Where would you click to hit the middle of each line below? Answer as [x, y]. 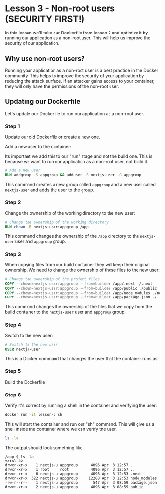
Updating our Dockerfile [43, 102]
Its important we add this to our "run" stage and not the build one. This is [79, 156]
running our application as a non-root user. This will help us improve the [78, 38]
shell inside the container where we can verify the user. [61, 429]
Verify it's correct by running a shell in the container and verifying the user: [81, 405]
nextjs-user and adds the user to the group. [50, 190]
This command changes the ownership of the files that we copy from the [79, 307]
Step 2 [13, 202]
